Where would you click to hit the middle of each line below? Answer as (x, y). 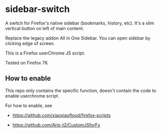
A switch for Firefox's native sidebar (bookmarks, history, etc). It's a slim (80, 23)
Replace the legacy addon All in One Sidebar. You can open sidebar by (78, 38)
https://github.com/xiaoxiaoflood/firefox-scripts (61, 115)
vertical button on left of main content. (44, 28)
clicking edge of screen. (30, 43)
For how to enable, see (29, 105)
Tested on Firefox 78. (27, 62)
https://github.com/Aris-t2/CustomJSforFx (56, 125)
